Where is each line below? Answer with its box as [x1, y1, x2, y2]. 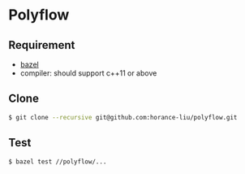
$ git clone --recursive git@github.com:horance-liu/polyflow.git [8, 113, 238, 121]
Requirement [8, 38, 75, 52]
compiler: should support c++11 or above [19, 68, 157, 78]
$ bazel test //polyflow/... [8, 157, 107, 166]
